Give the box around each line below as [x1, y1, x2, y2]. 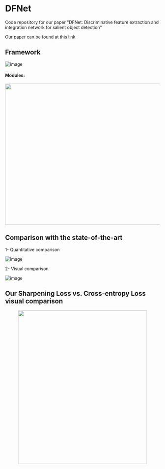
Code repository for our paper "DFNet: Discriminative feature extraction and [5, 19, 159, 25]
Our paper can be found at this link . [5, 34, 77, 40]
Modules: [5, 72, 25, 79]
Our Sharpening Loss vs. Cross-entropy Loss [5, 289, 146, 298]
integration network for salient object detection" [5, 24, 102, 30]
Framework [5, 48, 41, 56]
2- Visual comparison [5, 266, 49, 272]
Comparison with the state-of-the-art [5, 234, 123, 242]
